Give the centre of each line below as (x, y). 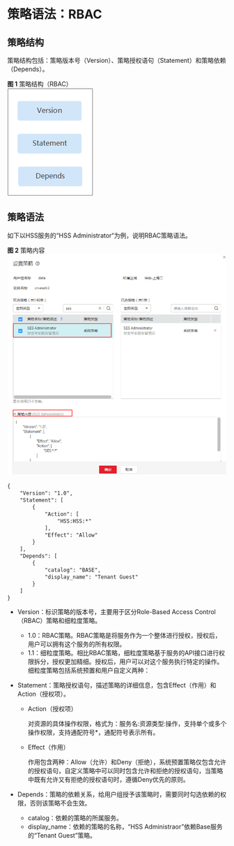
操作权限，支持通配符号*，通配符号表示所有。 (93, 732)
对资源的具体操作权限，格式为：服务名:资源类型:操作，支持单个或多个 (127, 723)
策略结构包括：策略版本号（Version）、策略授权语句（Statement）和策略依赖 (117, 60)
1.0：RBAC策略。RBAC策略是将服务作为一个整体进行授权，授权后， (124, 635)
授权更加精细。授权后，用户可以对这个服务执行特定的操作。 (138, 662)
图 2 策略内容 (26, 250)
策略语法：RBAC (55, 14)
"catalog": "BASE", (72, 570)
